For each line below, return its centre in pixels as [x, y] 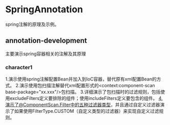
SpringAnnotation [44, 9]
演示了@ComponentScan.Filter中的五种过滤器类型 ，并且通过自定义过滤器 [83, 105]
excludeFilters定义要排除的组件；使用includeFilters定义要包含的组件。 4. [86, 98]
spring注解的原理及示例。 [32, 24]
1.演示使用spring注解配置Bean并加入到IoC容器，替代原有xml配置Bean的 [81, 79]
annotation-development [46, 41]
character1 [19, 67]
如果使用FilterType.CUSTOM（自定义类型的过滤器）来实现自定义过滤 [87, 111]
